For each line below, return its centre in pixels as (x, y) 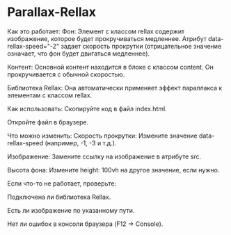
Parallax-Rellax (51, 12)
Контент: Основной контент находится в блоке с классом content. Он (111, 67)
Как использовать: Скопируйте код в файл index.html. (87, 108)
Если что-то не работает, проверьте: (62, 183)
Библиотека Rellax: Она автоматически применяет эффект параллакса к (115, 88)
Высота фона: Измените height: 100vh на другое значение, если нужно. (113, 170)
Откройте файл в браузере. (48, 122)
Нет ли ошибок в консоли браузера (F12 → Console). (85, 224)
